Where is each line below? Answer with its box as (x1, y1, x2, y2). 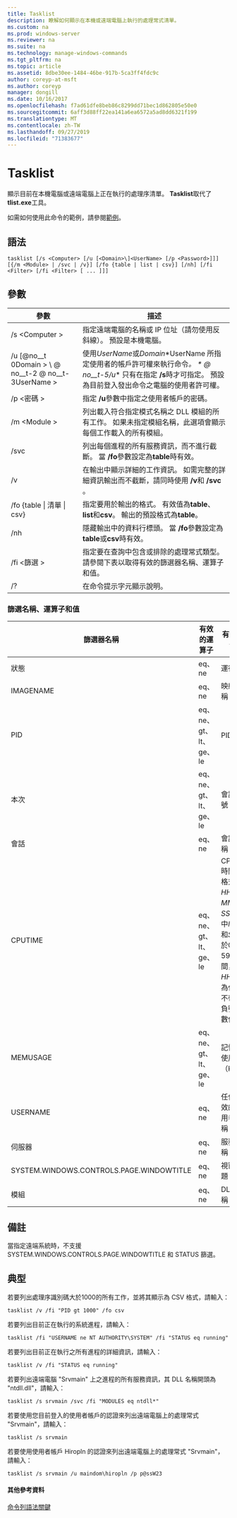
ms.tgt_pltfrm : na (7, 56, 61, 63)
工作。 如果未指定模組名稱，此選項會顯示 (89, 417, 226, 427)
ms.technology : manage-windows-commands (7, 50, 128, 57)
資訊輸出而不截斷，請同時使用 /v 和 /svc (89, 475, 221, 485)
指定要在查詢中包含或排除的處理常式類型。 (82, 547, 224, 557)
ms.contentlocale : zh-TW (7, 121, 80, 129)
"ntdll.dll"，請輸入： (7, 1383, 66, 1392)
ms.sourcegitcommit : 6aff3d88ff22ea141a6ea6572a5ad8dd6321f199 (7, 109, 197, 116)
